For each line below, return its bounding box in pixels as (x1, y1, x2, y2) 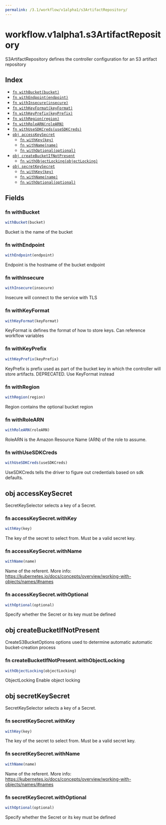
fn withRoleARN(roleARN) (12, 122, 64, 127)
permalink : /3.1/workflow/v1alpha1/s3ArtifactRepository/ (5, 7, 128, 12)
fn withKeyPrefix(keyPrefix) (12, 111, 73, 116)
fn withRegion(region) (12, 116, 60, 121)
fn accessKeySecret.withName (5, 548, 82, 555)
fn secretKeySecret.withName (5, 750, 81, 757)
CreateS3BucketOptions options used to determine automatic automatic (5, 639, 153, 645)
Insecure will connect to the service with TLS (5, 295, 97, 301)
